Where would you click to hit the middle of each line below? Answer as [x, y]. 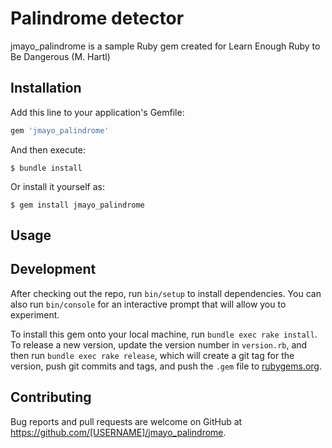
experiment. [35, 314]
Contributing [51, 397]
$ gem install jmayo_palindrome [77, 205]
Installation [46, 88]
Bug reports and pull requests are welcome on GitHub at [126, 421]
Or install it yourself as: [57, 186]
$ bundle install [46, 168]
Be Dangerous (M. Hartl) [60, 56]
